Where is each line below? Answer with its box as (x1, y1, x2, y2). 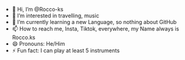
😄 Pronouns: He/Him (11, 40, 65, 47)
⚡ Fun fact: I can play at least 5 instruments (11, 47, 120, 54)
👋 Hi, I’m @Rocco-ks (11, 6, 63, 13)
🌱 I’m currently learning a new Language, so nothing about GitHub (11, 19, 177, 25)
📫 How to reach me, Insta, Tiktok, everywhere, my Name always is (11, 25, 180, 32)
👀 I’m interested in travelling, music (11, 12, 100, 19)
